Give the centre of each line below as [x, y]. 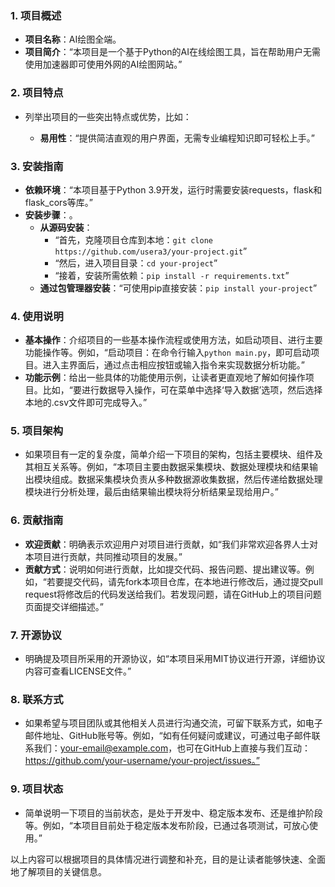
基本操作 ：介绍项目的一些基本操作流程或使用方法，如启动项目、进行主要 [173, 340]
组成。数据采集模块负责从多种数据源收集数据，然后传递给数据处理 [187, 479]
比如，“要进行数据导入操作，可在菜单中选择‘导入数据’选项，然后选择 [182, 390]
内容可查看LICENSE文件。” [78, 671]
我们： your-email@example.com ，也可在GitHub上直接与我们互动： [172, 748]
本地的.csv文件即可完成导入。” [86, 403]
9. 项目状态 [37, 789]
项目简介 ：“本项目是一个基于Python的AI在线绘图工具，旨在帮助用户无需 [172, 52]
